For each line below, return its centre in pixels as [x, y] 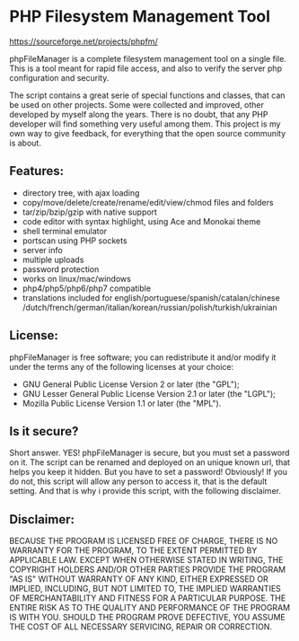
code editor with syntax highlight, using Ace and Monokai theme [141, 221]
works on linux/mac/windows [77, 278]
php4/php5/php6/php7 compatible [86, 288]
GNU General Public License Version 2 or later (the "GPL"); [131, 384]
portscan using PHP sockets [75, 241]
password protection [61, 269]
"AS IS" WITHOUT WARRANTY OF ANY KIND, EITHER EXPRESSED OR [139, 579]
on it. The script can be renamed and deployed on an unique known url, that [149, 462]
